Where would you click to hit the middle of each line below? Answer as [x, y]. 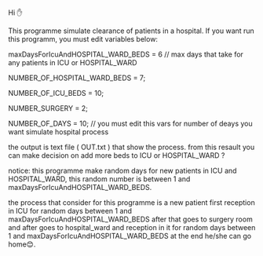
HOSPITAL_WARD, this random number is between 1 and [99, 179]
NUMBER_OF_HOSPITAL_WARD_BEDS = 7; [77, 78]
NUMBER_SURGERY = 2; [48, 108]
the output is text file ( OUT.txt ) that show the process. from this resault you [131, 147]
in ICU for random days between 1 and [70, 211]
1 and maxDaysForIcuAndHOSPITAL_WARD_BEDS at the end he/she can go [130, 236]
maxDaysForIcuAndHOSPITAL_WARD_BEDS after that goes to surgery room [130, 219]
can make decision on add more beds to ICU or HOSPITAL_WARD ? [117, 155]
